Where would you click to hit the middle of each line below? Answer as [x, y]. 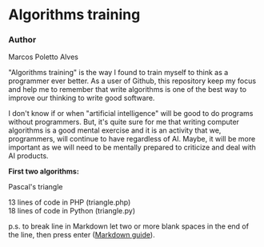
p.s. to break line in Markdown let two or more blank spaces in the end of [129, 226]
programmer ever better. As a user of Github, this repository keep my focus [132, 81]
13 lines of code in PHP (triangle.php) [70, 202]
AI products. [29, 156]
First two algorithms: [44, 171]
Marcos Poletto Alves [43, 57]
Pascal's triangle [36, 187]
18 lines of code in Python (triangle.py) [72, 211]
